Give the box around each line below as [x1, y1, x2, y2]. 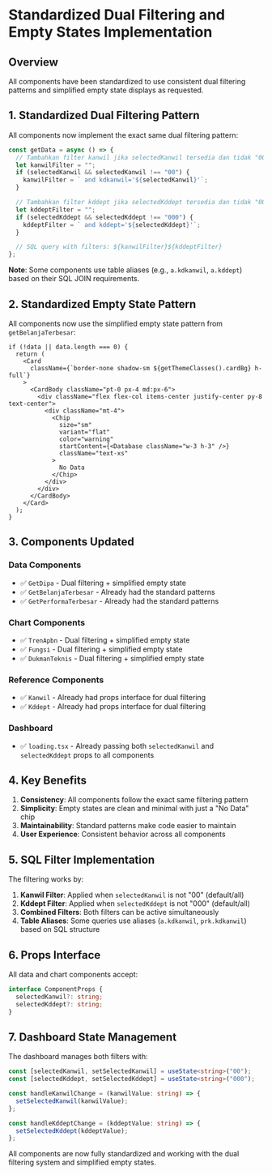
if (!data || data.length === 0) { [8, 343, 129, 351]
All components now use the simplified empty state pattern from [8, 318, 223, 328]
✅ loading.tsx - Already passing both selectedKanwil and [19, 741, 215, 750]
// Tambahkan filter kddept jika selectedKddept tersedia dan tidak [15, 199, 252, 207]
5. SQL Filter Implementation [8, 852, 155, 866]
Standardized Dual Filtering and [8, 6, 225, 24]
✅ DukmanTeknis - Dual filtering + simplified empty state [19, 653, 205, 663]
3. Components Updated [8, 535, 135, 549]
